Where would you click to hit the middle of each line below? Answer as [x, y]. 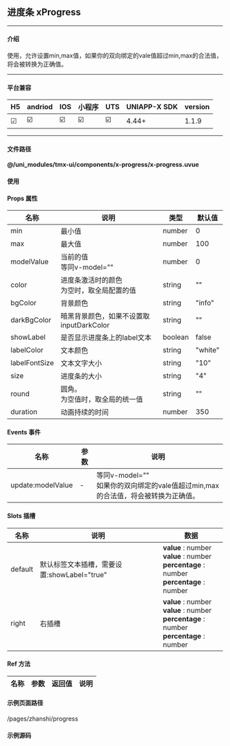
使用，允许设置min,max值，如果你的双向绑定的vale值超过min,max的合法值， [115, 56]
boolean [176, 337]
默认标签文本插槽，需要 [78, 564]
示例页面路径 [25, 703]
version [197, 107]
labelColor [27, 350]
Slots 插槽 [21, 516]
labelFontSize [33, 363]
